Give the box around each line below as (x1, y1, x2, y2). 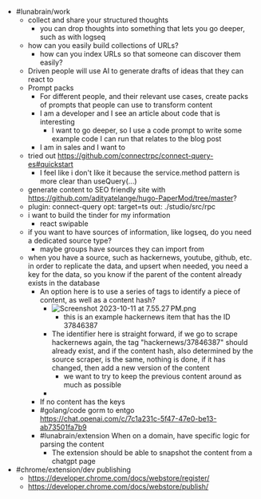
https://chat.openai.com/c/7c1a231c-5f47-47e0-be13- (39, 414, 217, 423)
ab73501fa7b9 (39, 422, 87, 432)
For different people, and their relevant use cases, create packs (39, 92, 249, 101)
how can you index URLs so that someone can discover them (39, 50, 241, 58)
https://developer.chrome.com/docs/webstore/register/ (27, 473, 210, 482)
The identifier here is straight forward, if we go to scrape (51, 329, 238, 339)
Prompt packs (27, 83, 74, 93)
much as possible (63, 380, 122, 390)
